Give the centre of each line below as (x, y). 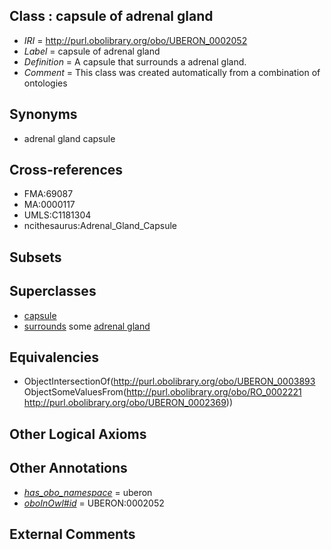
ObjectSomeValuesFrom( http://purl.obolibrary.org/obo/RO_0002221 (162, 392)
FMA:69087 (48, 194)
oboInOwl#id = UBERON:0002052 (94, 503)
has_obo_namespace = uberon (88, 492)
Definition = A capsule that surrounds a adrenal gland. (135, 61)
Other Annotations (68, 468)
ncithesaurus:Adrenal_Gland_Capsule (100, 226)
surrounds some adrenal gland (87, 326)
